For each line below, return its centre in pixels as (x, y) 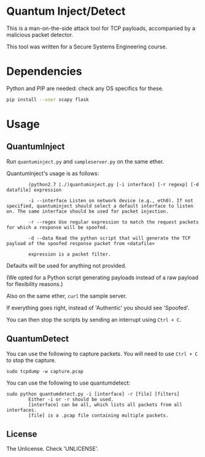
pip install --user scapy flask (48, 99)
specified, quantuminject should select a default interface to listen (100, 206)
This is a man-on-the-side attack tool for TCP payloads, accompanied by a (101, 28)
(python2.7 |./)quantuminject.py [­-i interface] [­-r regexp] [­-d (114, 184)
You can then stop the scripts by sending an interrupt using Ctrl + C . (94, 319)
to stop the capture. (31, 360)
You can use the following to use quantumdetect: (68, 383)
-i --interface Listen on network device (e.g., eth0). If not (111, 200)
